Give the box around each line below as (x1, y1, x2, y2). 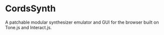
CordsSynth (5, 3, 56, 14)
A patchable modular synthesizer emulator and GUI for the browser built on (5, 19, 159, 25)
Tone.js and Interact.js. (5, 24, 52, 30)
